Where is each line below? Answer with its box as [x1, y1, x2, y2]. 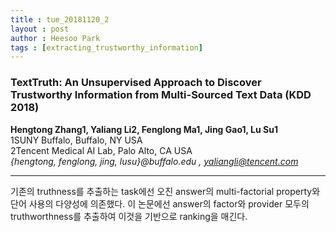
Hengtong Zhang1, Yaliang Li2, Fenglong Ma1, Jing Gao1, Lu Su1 [10, 123, 278, 135]
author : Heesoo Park [10, 33, 101, 43]
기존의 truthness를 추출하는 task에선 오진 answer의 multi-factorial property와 [10, 185, 321, 197]
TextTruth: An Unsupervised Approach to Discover [10, 76, 262, 90]
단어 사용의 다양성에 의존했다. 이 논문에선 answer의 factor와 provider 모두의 [10, 197, 310, 210]
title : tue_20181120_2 [10, 14, 110, 25]
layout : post [10, 24, 70, 34]
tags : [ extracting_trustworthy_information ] [10, 42, 203, 53]
